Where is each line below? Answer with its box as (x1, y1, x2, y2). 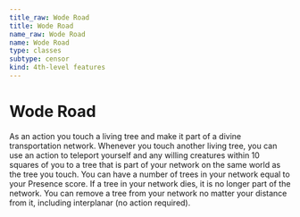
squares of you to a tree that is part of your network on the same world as (9, 159, 281, 170)
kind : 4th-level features (9, 63, 105, 72)
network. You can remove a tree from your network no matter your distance (9, 188, 287, 198)
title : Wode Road (9, 21, 74, 30)
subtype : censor (9, 54, 70, 63)
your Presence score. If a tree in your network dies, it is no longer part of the (9, 178, 291, 188)
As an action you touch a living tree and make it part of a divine (9, 130, 242, 141)
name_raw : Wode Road (9, 29, 87, 38)
